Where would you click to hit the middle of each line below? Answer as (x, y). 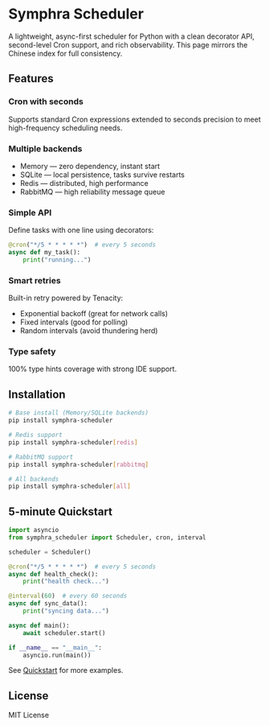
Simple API (30, 212)
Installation (37, 394)
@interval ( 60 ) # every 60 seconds (68, 596)
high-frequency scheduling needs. (65, 128)
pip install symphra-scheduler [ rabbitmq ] (79, 464)
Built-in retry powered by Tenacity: (66, 298)
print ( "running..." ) (57, 260)
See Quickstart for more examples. (66, 670)
